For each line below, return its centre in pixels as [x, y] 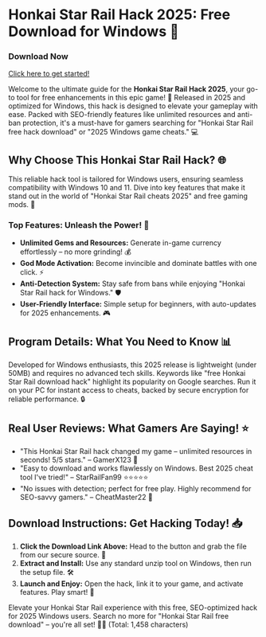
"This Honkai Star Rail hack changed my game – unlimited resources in [136, 451]
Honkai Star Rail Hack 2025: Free [119, 15]
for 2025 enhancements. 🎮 [65, 313]
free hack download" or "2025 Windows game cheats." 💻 [104, 132]
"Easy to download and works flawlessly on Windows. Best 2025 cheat [136, 468]
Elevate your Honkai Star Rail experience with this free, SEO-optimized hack [133, 608]
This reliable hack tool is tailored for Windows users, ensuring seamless [126, 179]
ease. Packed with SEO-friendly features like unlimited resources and [122, 115]
